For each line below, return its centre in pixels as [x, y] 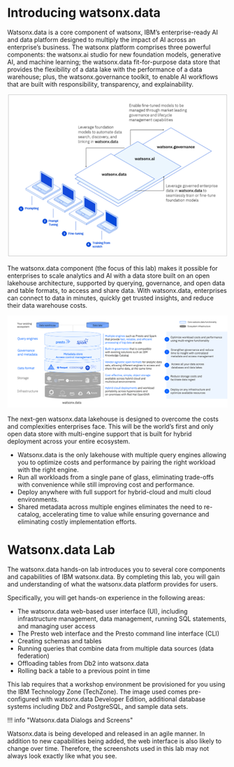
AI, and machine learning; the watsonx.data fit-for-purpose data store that [114, 62]
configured [23, 699]
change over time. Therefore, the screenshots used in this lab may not [108, 749]
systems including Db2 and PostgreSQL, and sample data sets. [98, 707]
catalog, [29, 515]
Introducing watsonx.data [84, 13]
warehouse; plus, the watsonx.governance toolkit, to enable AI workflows [113, 77]
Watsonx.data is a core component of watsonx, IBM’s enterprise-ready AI [113, 32]
